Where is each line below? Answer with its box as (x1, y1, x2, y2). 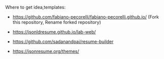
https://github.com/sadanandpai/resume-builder (12, 38, 114, 44)
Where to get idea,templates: (5, 4, 66, 10)
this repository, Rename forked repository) (12, 19, 101, 25)
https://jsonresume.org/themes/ (12, 48, 79, 54)
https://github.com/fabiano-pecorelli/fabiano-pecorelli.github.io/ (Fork (12, 14, 159, 19)
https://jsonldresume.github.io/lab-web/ (12, 29, 96, 34)
